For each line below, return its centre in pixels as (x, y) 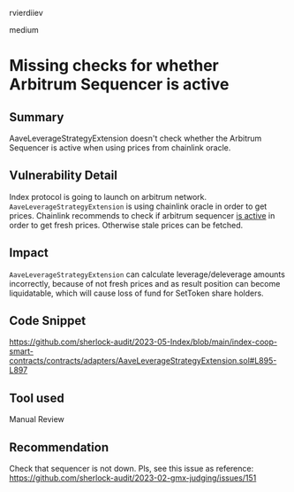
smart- (21, 351)
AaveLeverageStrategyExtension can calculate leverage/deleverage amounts (147, 274)
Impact (29, 253)
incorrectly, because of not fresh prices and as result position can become (145, 283)
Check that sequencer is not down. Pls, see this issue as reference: (132, 469)
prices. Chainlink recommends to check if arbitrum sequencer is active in (142, 215)
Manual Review (37, 419)
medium (24, 30)
